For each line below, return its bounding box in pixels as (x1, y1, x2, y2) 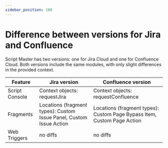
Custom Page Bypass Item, (93, 110, 156, 117)
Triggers (7, 134, 27, 141)
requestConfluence (93, 93, 139, 100)
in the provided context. (5, 66, 54, 72)
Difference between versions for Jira (5, 28, 161, 40)
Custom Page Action (93, 117, 141, 124)
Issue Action (39, 120, 68, 127)
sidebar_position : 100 (5, 7, 52, 12)
